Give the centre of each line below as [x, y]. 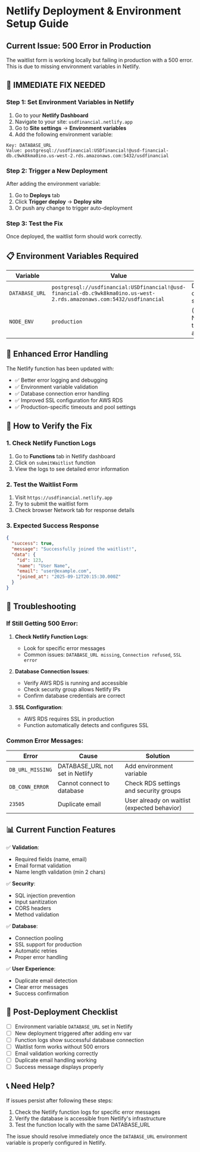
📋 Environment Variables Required [72, 256]
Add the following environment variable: [64, 134]
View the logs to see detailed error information [72, 469]
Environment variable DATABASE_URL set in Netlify [74, 1027]
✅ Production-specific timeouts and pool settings [75, 407]
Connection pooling [39, 938]
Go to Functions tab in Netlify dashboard [65, 456]
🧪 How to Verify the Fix [49, 426]
